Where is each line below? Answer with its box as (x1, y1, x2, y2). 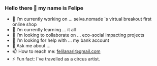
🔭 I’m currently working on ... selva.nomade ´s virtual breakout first (12, 16, 152, 22)
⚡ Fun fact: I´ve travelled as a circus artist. (12, 56, 100, 62)
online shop (12, 21, 37, 27)
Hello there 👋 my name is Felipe (5, 5, 84, 12)
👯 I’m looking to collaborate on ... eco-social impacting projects (12, 32, 145, 38)
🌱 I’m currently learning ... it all (12, 27, 76, 33)
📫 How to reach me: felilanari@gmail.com (12, 48, 101, 54)
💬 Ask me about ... (12, 43, 51, 49)
